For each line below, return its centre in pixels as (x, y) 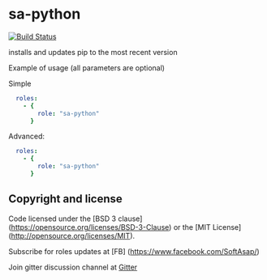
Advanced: (26, 136)
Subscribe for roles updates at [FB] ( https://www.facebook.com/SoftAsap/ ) (134, 251)
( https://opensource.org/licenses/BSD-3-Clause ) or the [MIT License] (125, 227)
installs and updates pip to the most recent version (93, 52)
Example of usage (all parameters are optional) (86, 68)
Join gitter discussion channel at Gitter (73, 267)
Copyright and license (66, 199)
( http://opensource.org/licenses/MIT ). (72, 235)
